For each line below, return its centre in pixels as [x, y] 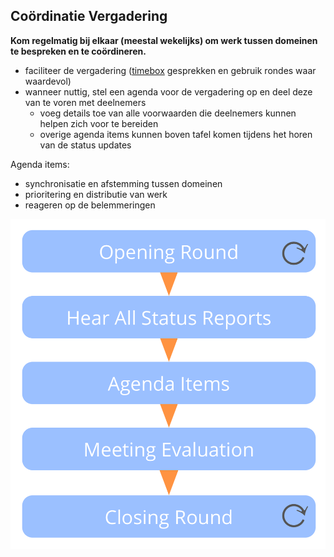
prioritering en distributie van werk [96, 194]
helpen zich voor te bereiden [99, 123]
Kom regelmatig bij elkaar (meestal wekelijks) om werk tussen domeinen [164, 40]
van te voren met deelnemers [85, 102]
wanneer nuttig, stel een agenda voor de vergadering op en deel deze [168, 91]
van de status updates [85, 145]
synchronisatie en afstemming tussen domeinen [123, 183]
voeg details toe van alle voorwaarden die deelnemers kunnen [168, 113]
